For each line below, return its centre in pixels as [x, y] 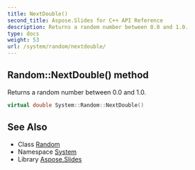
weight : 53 [23, 40]
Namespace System [47, 152]
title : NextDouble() [38, 14]
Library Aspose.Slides [50, 159]
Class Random [39, 144]
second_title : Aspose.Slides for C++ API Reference [85, 20]
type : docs [23, 34]
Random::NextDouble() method [78, 75]
